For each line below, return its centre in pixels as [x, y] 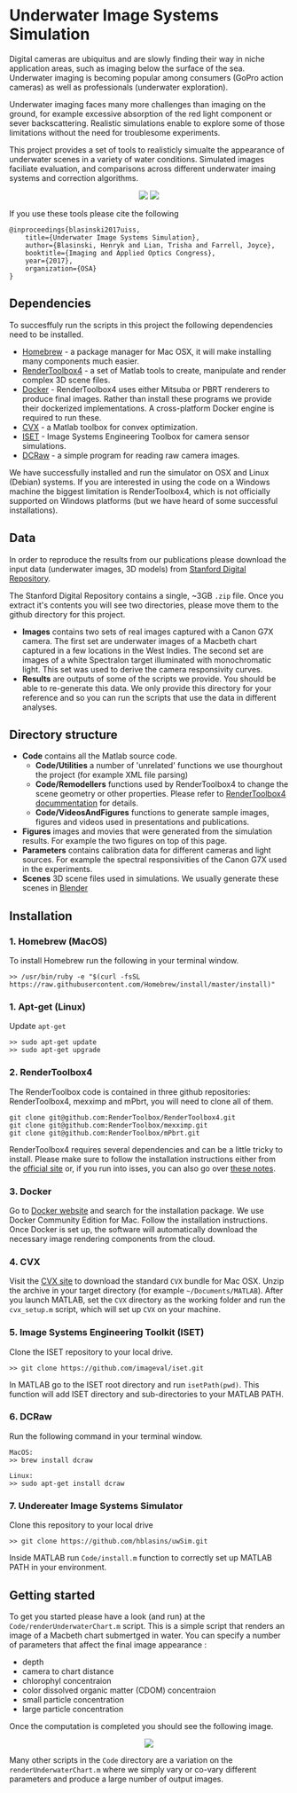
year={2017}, [49, 261]
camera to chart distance [68, 1671]
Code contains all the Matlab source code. [99, 756]
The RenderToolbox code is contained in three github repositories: [130, 1091]
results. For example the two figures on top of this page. [125, 841]
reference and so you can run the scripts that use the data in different [149, 697]
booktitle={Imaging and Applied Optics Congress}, [121, 253]
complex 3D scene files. [66, 380]
